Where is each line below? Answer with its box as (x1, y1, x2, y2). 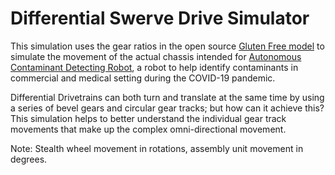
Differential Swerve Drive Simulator (10, 7, 310, 30)
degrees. (10, 153, 48, 165)
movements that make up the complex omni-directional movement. (10, 123, 287, 135)
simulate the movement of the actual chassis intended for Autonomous (10, 50, 302, 62)
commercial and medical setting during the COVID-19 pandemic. (10, 72, 276, 84)
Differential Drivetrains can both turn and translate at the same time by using (10, 91, 325, 103)
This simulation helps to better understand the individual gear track (10, 112, 287, 124)
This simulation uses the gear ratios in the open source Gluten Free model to (10, 40, 325, 52)
